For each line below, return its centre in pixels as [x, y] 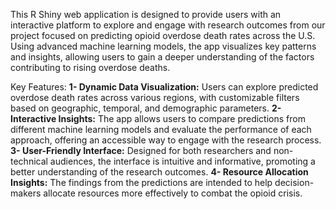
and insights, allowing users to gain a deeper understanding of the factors [162, 57]
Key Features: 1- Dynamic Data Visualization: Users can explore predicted [164, 87]
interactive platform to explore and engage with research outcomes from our [168, 25]
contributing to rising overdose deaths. [90, 67]
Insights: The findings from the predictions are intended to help [141, 182]
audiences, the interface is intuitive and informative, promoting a [182, 161]
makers [26, 193]
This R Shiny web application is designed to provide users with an [146, 14]
